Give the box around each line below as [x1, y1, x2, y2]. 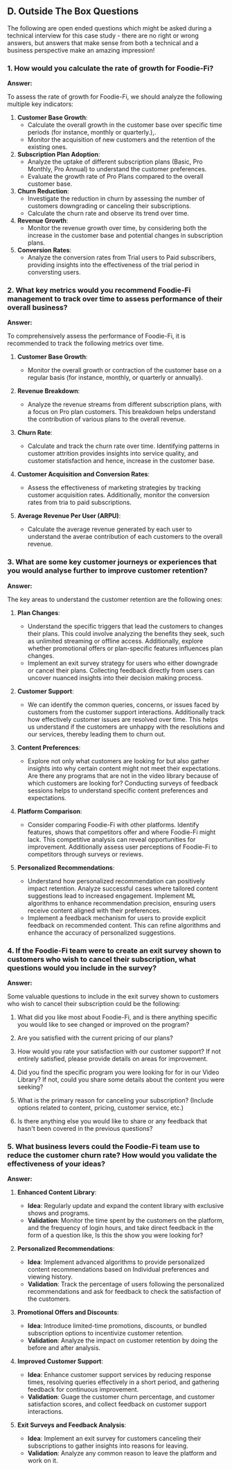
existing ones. [27, 143, 68, 151]
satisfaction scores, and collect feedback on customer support [27, 1400, 207, 1408]
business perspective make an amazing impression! [7, 46, 155, 54]
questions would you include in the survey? [7, 963, 157, 973]
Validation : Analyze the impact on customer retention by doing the [27, 1336, 218, 1344]
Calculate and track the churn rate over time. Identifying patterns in [27, 442, 220, 450]
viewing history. [27, 1272, 73, 1281]
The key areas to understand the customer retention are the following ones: [7, 595, 223, 603]
